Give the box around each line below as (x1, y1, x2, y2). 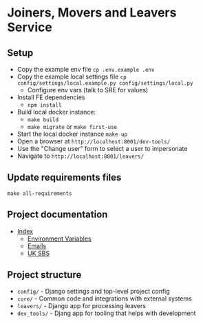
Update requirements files (7, 172, 122, 183)
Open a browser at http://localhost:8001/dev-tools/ (17, 137, 171, 145)
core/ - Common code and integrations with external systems (17, 294, 193, 303)
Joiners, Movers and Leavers (7, 5, 177, 21)
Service (7, 19, 53, 35)
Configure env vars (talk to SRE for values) (27, 86, 149, 94)
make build (27, 117, 59, 123)
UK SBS (27, 249, 50, 257)
